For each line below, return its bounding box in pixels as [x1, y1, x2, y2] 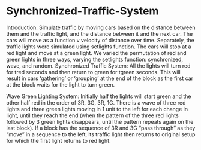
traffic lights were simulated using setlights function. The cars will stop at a [6, 43, 191, 50]
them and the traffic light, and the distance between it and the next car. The [6, 30, 193, 37]
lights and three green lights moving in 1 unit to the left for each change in [6, 105, 188, 112]
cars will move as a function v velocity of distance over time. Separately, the [6, 36, 195, 44]
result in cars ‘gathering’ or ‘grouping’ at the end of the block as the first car [6, 75, 194, 82]
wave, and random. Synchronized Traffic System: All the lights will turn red [6, 62, 191, 69]
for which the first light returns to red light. [6, 137, 111, 144]
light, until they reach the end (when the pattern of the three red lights [6, 112, 179, 119]
